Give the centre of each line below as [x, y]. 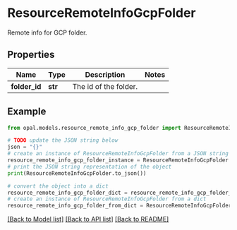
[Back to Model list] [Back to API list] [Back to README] [88, 219]
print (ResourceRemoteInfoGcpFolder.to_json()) [77, 173]
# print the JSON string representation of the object [90, 167]
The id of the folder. [105, 86]
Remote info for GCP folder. [47, 32]
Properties [31, 55]
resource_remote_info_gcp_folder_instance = [74, 160]
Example [27, 112]
